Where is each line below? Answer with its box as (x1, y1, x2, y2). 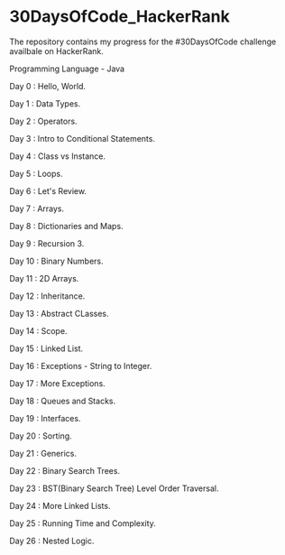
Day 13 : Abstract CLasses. (9, 308, 110, 319)
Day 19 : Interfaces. (9, 412, 81, 423)
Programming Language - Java (9, 63, 124, 74)
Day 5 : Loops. (9, 168, 63, 179)
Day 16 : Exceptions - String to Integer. (9, 360, 152, 371)
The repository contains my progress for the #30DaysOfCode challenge (9, 36, 277, 47)
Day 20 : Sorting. (9, 430, 72, 441)
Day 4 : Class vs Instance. (9, 151, 106, 162)
